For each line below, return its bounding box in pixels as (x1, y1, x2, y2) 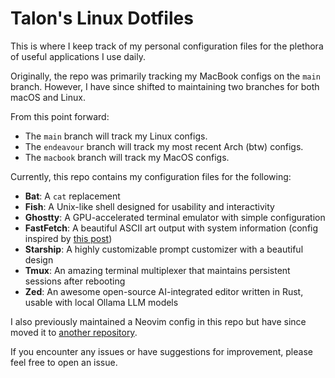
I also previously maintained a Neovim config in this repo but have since (10, 315, 307, 327)
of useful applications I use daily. (10, 50, 146, 62)
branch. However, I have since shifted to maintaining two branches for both (10, 80, 320, 92)
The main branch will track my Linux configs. (24, 130, 208, 142)
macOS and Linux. (10, 91, 86, 103)
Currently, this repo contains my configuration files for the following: (10, 170, 292, 182)
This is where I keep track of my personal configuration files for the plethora (10, 40, 324, 52)
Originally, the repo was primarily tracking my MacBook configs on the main (10, 70, 321, 82)
